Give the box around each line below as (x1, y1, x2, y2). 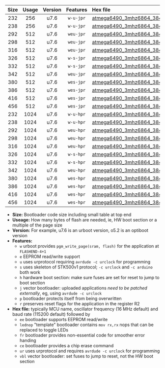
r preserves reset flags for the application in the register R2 (19, 301, 140, 306)
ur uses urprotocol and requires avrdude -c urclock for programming (19, 348, 160, 354)
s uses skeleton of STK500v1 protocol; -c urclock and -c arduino (19, 264, 153, 270)
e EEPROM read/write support (19, 254, 80, 259)
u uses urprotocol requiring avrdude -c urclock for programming (19, 259, 151, 264)
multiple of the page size (12, 222, 63, 228)
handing (19, 337, 36, 343)
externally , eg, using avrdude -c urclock (19, 291, 102, 296)
